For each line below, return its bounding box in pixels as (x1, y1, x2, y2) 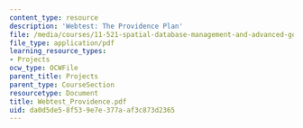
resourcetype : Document (9, 88, 99, 97)
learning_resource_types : (9, 47, 106, 56)
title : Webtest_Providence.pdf (9, 96, 127, 106)
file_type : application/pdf (9, 38, 115, 48)
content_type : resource (9, 13, 99, 23)
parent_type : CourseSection (9, 80, 115, 89)
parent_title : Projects (9, 72, 99, 81)
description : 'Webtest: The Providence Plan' (9, 22, 183, 31)
